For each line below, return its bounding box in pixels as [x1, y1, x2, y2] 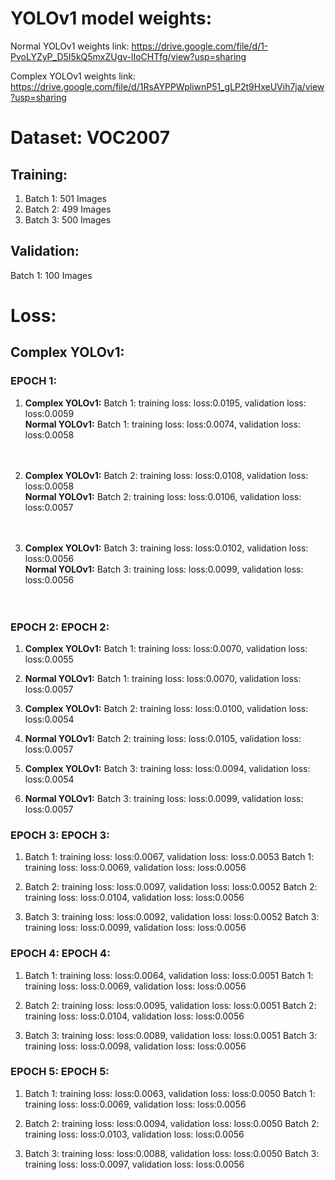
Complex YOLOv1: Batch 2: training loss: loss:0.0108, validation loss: [24, 469, 309, 481]
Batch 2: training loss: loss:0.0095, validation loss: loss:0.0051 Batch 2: [24, 999, 317, 1011]
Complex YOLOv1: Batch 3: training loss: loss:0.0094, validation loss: [24, 762, 311, 774]
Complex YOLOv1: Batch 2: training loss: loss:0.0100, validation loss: [24, 702, 309, 714]
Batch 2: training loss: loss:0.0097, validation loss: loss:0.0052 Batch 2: [24, 881, 318, 893]
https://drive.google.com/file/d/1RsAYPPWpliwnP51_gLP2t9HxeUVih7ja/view [10, 80, 325, 92]
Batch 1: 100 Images [10, 269, 93, 281]
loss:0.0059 [24, 407, 75, 419]
